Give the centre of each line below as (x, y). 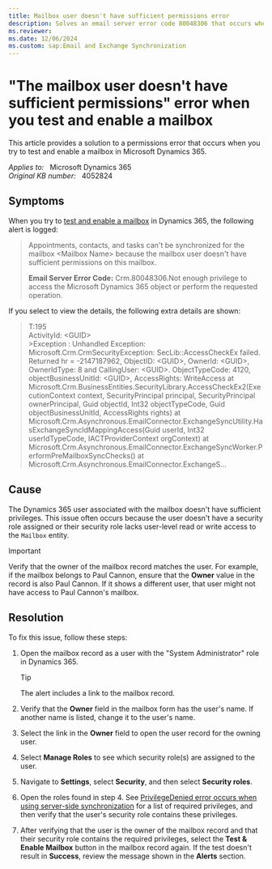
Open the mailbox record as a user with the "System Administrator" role (140, 653)
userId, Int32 (183, 429)
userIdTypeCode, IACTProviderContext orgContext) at (118, 438)
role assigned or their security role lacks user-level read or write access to (132, 526)
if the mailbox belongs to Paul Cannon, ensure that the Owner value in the (132, 575)
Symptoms (36, 201)
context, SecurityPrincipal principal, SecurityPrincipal (166, 395)
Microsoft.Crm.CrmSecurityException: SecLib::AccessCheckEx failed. (144, 352)
